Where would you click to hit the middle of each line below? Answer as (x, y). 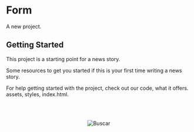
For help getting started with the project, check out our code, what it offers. (97, 88)
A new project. (24, 26)
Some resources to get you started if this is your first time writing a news (94, 70)
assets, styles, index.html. (38, 94)
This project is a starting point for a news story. (63, 59)
